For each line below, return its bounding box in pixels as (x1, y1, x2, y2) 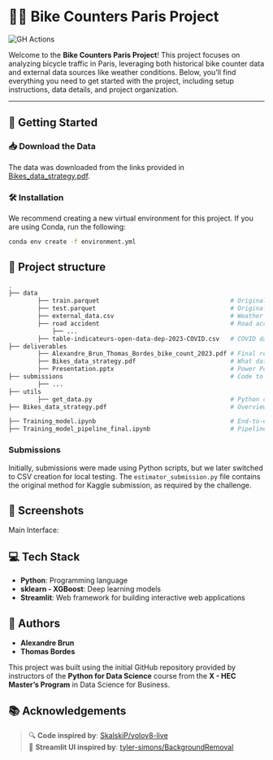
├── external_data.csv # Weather (37, 312, 264, 321)
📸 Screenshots (8, 504, 84, 518)
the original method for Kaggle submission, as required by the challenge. (8, 480, 252, 490)
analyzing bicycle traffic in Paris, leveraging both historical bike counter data (8, 59, 265, 68)
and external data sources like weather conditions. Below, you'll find (8, 67, 236, 76)
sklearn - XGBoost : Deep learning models (19, 584, 161, 594)
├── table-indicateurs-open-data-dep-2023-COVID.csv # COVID (37, 334, 256, 343)
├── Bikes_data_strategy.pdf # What (37, 357, 253, 365)
